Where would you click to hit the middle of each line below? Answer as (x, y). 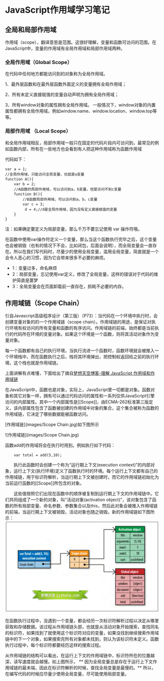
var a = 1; (16, 169)
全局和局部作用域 (31, 30)
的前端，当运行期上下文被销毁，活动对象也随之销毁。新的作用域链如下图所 (80, 512)
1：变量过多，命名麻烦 (34, 268)
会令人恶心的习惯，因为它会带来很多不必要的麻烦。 (56, 258)
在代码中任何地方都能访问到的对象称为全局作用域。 (56, 74)
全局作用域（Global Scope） (39, 62)
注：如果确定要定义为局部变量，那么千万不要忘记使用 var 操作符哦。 (74, 229)
